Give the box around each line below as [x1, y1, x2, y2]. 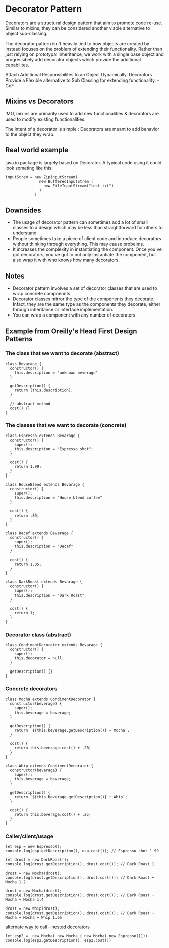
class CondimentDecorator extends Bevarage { [5, 643, 102, 648]
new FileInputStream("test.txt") [43, 183, 114, 188]
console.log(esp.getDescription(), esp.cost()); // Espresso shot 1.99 [5, 849, 159, 854]
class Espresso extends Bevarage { [5, 433, 80, 439]
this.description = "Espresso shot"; [14, 447, 94, 452]
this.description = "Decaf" [14, 544, 73, 549]
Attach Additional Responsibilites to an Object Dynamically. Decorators [5, 71, 152, 77]
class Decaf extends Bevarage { [5, 531, 73, 536]
